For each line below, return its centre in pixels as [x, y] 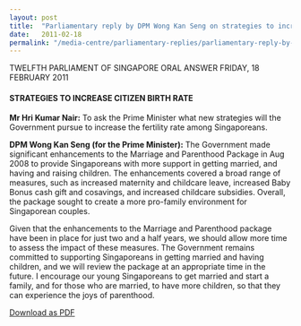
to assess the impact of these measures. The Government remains [132, 248]
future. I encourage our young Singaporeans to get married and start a [139, 276]
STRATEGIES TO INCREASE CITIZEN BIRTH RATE [102, 98]
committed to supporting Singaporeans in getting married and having [137, 257]
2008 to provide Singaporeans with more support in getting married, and [143, 164]
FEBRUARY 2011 [39, 78]
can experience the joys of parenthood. [82, 296]
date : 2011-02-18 [46, 34]
